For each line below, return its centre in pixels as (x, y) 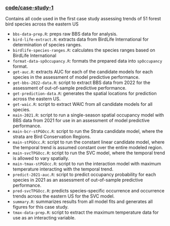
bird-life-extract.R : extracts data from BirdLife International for (80, 39)
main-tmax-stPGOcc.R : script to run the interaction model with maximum (87, 164)
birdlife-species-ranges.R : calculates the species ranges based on (84, 50)
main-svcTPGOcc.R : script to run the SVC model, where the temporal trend (89, 153)
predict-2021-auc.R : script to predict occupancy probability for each (84, 175)
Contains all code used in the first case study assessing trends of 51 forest (83, 19)
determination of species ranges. (47, 45)
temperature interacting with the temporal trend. (63, 169)
